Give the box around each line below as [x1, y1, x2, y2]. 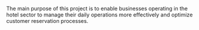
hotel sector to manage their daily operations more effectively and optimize [6, 11, 193, 18]
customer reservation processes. [6, 18, 89, 24]
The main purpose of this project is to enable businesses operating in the [6, 5, 188, 12]
